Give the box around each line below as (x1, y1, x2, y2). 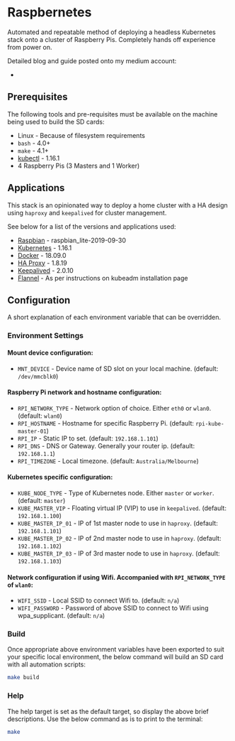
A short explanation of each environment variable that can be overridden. (7, 313, 222, 322)
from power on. (7, 43, 52, 51)
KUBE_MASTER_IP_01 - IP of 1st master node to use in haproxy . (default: (17, 519, 218, 527)
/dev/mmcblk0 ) (17, 372, 59, 380)
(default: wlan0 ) (17, 411, 62, 420)
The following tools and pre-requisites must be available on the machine (7, 109, 218, 118)
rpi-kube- (195, 420, 224, 427)
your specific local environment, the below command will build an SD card (7, 653, 224, 661)
